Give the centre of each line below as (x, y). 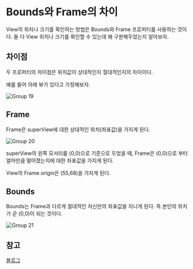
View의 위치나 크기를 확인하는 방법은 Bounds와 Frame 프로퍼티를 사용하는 (91, 29)
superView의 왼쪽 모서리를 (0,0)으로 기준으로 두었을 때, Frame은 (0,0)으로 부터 (97, 153)
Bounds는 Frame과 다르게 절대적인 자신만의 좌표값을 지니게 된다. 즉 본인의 (91, 206)
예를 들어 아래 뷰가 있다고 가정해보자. (48, 84)
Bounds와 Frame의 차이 (62, 12)
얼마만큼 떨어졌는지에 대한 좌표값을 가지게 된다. (60, 160)
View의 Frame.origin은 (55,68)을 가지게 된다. (58, 173)
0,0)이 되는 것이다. (42, 213)
